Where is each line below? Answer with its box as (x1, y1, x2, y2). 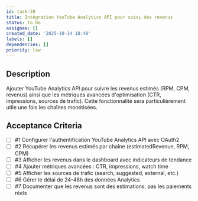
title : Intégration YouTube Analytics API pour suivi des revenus (6, 14, 173, 20)
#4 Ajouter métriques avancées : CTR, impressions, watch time (14, 163, 168, 170)
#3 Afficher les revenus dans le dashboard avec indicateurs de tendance (14, 156, 192, 163)
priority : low (6, 47, 41, 53)
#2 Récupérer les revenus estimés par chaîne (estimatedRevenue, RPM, (14, 143, 190, 150)
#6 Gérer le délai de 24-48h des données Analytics (14, 176, 140, 183)
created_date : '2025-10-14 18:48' (6, 31, 92, 37)
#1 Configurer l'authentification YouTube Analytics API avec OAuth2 (14, 137, 180, 144)
